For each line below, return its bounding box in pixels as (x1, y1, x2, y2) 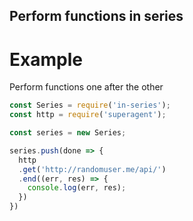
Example (9, 48, 83, 71)
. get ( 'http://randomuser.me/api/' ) (18, 164, 167, 174)
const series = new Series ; (9, 128, 127, 138)
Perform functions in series (9, 8, 184, 25)
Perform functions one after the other (9, 81, 164, 93)
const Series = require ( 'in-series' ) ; (9, 100, 171, 111)
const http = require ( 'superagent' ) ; (9, 110, 167, 120)
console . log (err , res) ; (27, 183, 127, 193)
